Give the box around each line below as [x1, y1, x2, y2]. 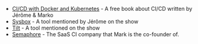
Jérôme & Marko [11, 11, 54, 19]
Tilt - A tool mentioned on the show [11, 24, 100, 31]
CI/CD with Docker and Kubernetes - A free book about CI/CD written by [11, 5, 193, 12]
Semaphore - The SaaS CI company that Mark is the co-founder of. [11, 31, 179, 38]
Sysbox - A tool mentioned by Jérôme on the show [11, 18, 139, 25]
